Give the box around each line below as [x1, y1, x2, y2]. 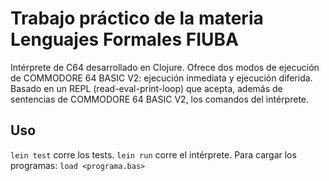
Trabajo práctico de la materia [10, 7, 264, 30]
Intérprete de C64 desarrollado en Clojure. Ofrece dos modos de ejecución [10, 61, 320, 73]
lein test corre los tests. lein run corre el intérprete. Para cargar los [10, 148, 297, 161]
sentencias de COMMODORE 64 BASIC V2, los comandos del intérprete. [10, 93, 310, 105]
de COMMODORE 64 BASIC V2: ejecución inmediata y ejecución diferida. [10, 72, 313, 84]
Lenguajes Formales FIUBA [10, 28, 239, 51]
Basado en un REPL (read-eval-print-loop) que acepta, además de [10, 82, 283, 94]
